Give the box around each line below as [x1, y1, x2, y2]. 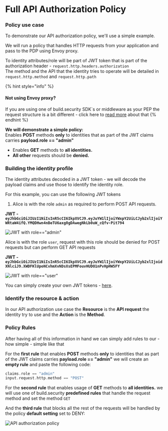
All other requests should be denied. [12, 152, 89, 158]
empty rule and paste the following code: [5, 361, 91, 367]
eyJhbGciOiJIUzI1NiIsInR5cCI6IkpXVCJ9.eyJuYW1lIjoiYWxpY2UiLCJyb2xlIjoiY [5, 216, 163, 221]
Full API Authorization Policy [5, 4, 126, 15]
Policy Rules [5, 324, 36, 331]
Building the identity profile [5, 165, 73, 172]
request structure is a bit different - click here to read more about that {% [5, 112, 156, 118]
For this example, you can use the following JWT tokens [5, 191, 121, 197]
